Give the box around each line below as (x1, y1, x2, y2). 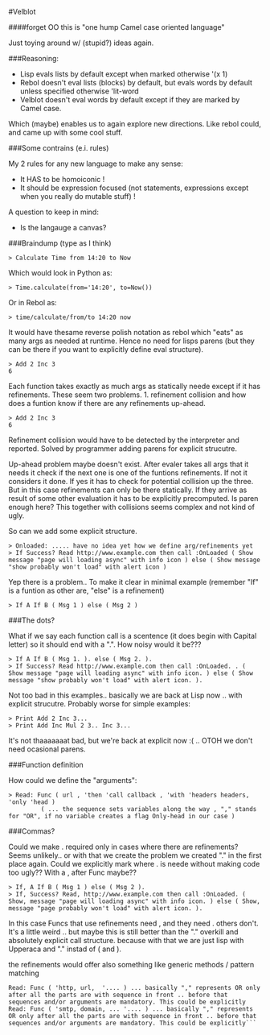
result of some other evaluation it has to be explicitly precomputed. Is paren (8, 494, 259, 503)
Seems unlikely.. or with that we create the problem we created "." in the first (8, 851, 262, 860)
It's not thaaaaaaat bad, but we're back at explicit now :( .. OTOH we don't (8, 736, 253, 745)
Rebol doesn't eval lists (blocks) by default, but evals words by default (19, 78, 253, 87)
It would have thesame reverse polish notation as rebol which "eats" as (8, 328, 243, 337)
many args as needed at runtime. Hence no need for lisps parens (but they (8, 336, 255, 346)
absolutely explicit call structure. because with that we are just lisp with (8, 936, 244, 945)
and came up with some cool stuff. (8, 128, 123, 137)
